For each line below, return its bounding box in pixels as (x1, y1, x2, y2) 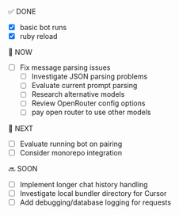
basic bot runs (19, 23, 67, 32)
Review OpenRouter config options (31, 98, 146, 108)
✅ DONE (8, 7, 36, 16)
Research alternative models (31, 90, 125, 99)
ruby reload (19, 32, 58, 41)
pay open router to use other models (31, 107, 151, 117)
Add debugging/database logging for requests (19, 198, 172, 207)
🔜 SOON (8, 163, 38, 173)
